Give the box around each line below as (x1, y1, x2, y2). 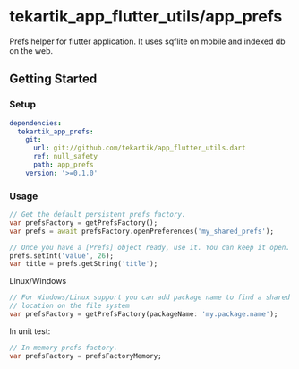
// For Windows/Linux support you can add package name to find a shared (9, 293, 291, 302)
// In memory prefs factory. (9, 343, 118, 352)
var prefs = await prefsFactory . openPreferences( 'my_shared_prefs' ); (9, 227, 275, 236)
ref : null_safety (32, 152, 98, 161)
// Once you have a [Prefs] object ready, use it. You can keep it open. (9, 243, 291, 252)
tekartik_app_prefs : (17, 127, 94, 136)
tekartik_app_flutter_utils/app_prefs (9, 6, 283, 27)
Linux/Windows (9, 276, 67, 287)
